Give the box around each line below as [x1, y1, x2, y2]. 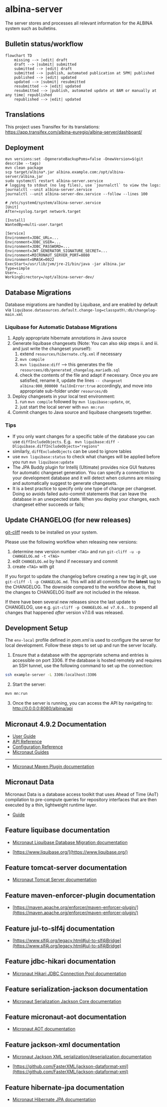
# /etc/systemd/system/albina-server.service [5, 200, 101, 205]
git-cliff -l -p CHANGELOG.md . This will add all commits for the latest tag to [5, 578, 162, 584]
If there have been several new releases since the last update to [5, 599, 136, 605]
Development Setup [5, 624, 68, 632]
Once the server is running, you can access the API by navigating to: [12, 700, 153, 706]
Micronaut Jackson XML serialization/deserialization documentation [12, 1054, 152, 1060]
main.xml [5, 312, 23, 317]
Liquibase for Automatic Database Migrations [5, 324, 118, 331]
